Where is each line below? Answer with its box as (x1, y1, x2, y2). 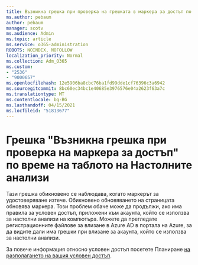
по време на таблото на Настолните (6, 158, 193, 172)
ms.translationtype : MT (6, 91, 65, 97)
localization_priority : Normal (6, 53, 83, 59)
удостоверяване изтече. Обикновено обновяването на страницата (6, 196, 175, 204)
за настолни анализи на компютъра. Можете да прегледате (6, 215, 158, 222)
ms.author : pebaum (6, 14, 51, 20)
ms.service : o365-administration (6, 42, 89, 48)
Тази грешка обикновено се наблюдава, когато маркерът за (6, 190, 159, 198)
